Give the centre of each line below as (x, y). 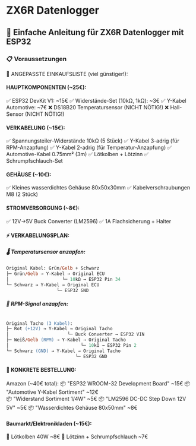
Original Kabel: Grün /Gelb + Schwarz (53, 268)
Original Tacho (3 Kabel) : (39, 323)
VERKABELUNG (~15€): (36, 128)
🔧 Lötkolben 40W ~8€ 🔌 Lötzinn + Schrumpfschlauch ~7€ (77, 436)
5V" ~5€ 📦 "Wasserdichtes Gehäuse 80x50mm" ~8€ (72, 407)
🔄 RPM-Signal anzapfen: (37, 304)
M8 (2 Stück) (22, 194)
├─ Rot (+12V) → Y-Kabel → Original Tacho (59, 329)
